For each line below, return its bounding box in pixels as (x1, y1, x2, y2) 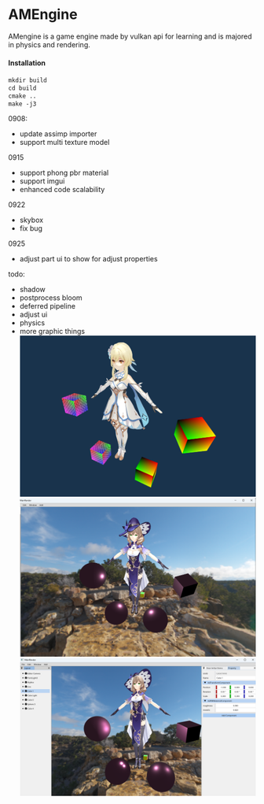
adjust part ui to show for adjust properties (19, 254, 159, 264)
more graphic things (19, 327, 85, 336)
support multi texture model (19, 138, 110, 147)
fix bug (19, 224, 43, 233)
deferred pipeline (19, 302, 76, 311)
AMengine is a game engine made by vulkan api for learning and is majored (8, 31, 253, 41)
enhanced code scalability (19, 185, 105, 195)
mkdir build (8, 76, 47, 84)
